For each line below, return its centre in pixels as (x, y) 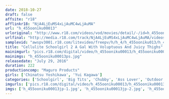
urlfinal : (16, 38)
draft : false (19, 14)
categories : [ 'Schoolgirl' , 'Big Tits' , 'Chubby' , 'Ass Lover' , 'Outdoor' (85, 79)
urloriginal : (19, 33)
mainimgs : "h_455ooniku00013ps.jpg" (44, 56)
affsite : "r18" (21, 19)
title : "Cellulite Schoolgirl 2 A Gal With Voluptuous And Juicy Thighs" (84, 47)
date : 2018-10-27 (23, 10)
